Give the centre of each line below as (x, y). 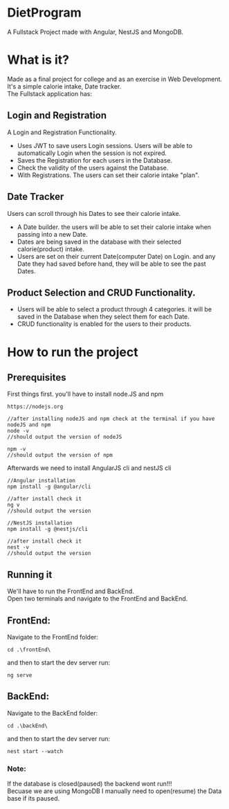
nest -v (18, 547)
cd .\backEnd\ (28, 726)
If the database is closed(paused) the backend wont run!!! (90, 784)
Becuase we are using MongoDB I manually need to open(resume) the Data (114, 791)
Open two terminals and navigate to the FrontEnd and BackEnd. (98, 599)
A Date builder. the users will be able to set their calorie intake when (114, 227)
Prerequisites (37, 378)
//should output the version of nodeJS (65, 437)
